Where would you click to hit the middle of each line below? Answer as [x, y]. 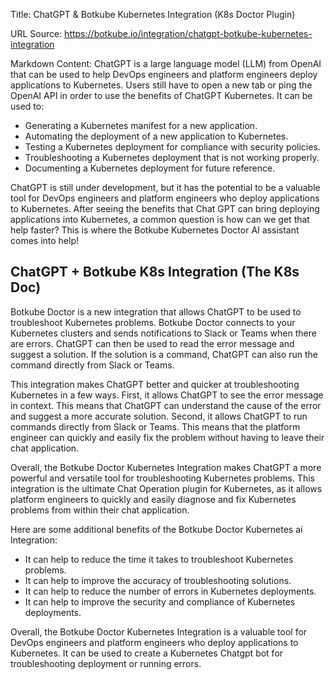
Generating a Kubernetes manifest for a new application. [141, 125]
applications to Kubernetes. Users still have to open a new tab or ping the [161, 85]
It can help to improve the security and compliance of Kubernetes [160, 601]
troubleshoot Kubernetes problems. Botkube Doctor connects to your [153, 322]
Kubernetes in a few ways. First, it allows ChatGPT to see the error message [167, 395]
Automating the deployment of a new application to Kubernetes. [156, 136]
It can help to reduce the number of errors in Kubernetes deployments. [170, 591]
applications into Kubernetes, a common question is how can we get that [160, 219]
